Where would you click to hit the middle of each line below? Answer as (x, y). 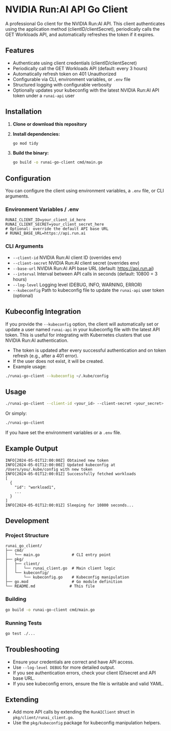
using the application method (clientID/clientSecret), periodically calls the (82, 29)
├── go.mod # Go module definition (64, 582)
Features (20, 50)
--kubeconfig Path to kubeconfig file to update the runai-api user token (89, 290)
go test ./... (20, 633)
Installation (24, 112)
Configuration (28, 178)
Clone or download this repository (50, 124)
